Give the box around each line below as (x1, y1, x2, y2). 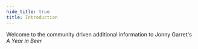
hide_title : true (6, 8, 50, 15)
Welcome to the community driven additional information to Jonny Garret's (6, 30, 192, 38)
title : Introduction (6, 14, 59, 20)
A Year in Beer (6, 37, 42, 44)
